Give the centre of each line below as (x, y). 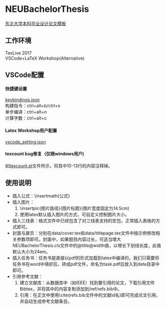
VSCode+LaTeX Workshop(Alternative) (45, 58)
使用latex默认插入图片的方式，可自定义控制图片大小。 (75, 214)
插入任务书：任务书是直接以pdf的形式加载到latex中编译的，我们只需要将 (86, 258)
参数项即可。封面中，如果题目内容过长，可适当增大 (69, 239)
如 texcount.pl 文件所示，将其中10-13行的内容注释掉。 (59, 166)
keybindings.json (23, 100)
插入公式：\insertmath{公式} (41, 196)
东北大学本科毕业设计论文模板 (35, 23)
